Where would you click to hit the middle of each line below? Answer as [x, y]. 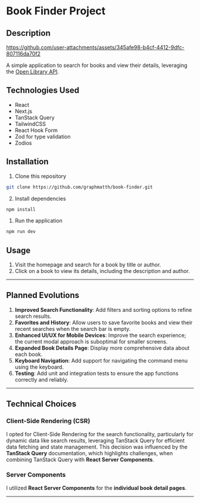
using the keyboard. [39, 367]
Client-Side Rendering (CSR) [48, 421]
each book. [29, 354]
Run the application [38, 221]
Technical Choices [41, 404]
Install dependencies [40, 198]
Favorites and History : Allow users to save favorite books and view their [104, 322]
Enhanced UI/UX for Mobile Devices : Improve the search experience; [100, 335]
